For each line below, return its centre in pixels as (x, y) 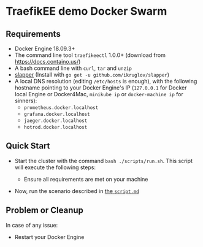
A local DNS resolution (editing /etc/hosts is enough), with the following (106, 81)
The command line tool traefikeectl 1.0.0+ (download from (90, 55)
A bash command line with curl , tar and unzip (73, 68)
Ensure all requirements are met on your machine (86, 179)
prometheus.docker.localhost (61, 108)
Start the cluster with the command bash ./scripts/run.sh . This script (103, 161)
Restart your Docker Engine (49, 237)
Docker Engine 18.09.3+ (45, 48)
